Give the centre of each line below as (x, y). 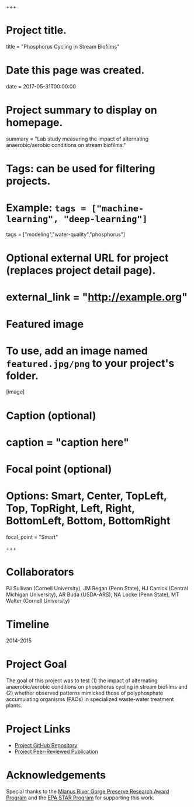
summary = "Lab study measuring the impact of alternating (77, 139)
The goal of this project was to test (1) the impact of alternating (82, 681)
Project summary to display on (82, 110)
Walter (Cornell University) (38, 600)
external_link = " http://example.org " (97, 297)
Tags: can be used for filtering (81, 169)
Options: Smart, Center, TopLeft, (86, 496)
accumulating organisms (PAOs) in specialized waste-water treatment (90, 699)
